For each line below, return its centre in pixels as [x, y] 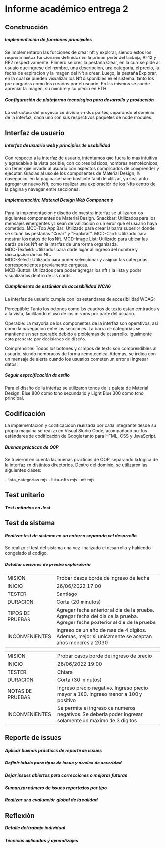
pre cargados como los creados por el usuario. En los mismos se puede [78, 83]
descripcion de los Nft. [28, 254]
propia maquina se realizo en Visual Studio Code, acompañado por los [76, 430]
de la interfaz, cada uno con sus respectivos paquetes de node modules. [79, 117]
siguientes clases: [23, 470]
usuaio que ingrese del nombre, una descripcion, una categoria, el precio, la [82, 68]
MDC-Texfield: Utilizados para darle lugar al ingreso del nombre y [71, 249]
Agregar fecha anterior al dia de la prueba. [105, 610]
